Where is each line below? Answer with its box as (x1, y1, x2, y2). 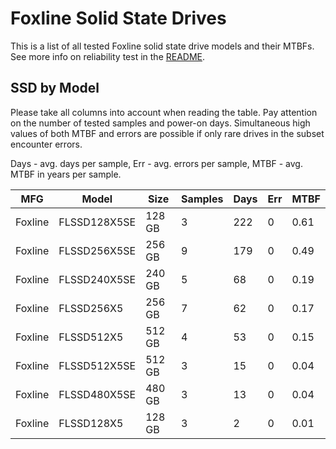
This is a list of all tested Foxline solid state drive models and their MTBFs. (10, 40, 315, 52)
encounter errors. (10, 138, 83, 150)
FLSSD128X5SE (58, 215, 137, 229)
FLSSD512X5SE (58, 358, 137, 372)
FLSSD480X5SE (58, 387, 137, 401)
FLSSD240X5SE (58, 272, 137, 286)
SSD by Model (10, 80, 100, 97)
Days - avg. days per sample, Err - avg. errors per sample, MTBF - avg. (10, 157, 303, 169)
